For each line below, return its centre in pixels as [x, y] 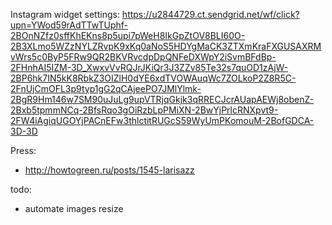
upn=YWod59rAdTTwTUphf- [69, 25]
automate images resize [74, 208]
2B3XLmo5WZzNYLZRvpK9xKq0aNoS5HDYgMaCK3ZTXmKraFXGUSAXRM [166, 46]
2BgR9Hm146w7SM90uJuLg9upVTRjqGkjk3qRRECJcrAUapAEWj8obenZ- [162, 99]
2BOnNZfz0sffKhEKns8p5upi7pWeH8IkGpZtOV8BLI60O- [128, 35]
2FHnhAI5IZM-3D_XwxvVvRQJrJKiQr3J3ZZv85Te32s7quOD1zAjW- [149, 67]
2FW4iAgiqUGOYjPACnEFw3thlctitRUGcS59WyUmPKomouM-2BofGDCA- [162, 120]
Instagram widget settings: [65, 14]
